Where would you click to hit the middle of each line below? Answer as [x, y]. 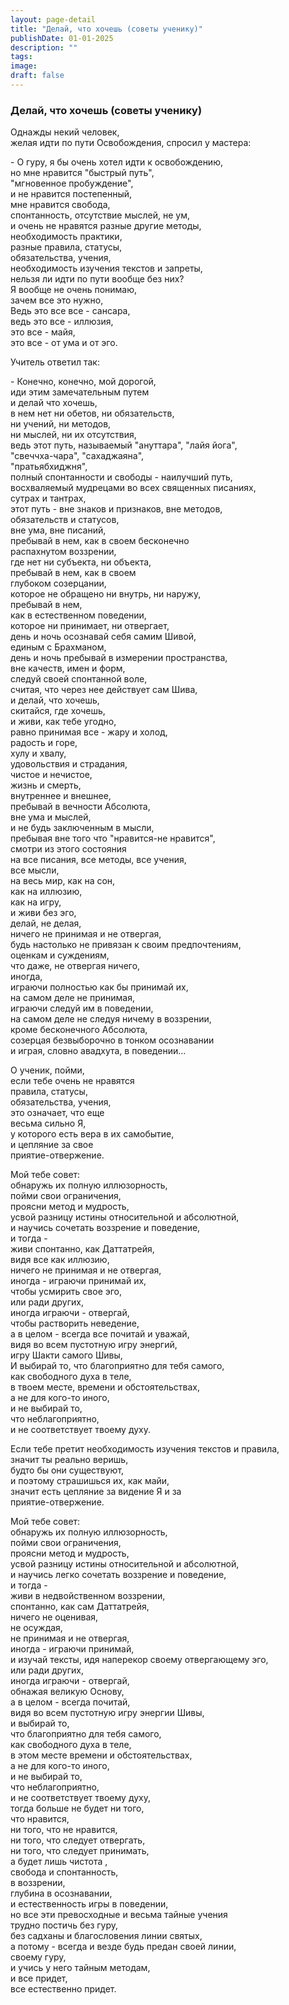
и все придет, [39, 1978]
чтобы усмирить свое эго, [66, 1292]
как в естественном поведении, [78, 615]
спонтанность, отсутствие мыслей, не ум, [100, 215]
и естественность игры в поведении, [89, 1904]
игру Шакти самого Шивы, [66, 1355]
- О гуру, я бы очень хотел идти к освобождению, [116, 162]
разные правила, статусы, [66, 247]
